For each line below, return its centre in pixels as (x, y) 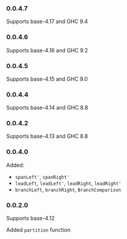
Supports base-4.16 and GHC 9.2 (47, 50)
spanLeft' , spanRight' (42, 176)
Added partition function (39, 230)
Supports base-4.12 (31, 219)
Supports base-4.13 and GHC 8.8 (47, 136)
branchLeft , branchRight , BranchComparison (68, 189)
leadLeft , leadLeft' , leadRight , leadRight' (68, 183)
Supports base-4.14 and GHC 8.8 (47, 108)
